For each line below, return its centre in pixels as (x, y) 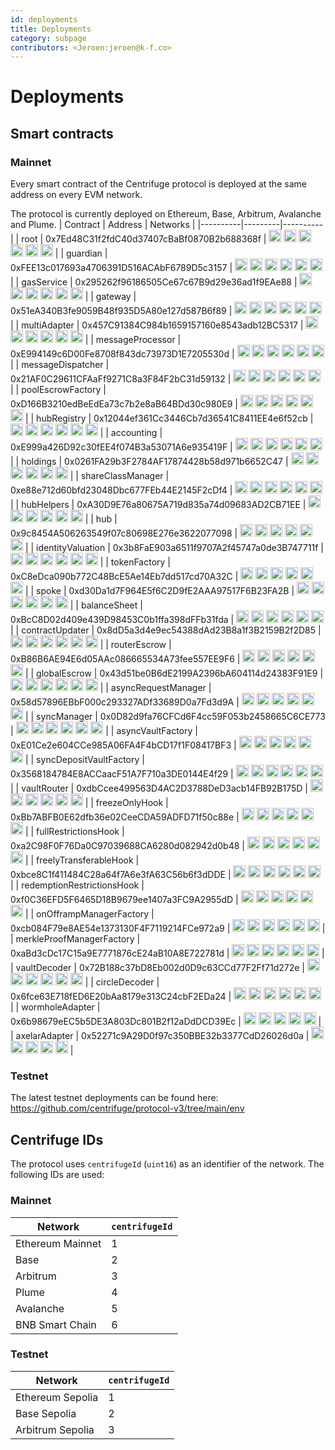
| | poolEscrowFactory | (58, 390)
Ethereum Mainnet (58, 1243)
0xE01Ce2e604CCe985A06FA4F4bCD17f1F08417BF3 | (123, 745)
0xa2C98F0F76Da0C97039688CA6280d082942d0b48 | (127, 846)
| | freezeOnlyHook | (126, 803)
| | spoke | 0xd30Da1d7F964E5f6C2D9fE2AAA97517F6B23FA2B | (159, 591)
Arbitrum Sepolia (55, 1429)
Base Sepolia (46, 1413)
